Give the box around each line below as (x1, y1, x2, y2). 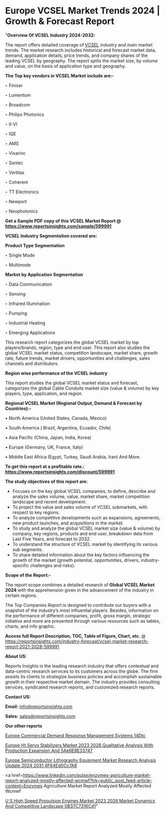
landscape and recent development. (12, 498, 87, 504)
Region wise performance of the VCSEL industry (5, 370, 108, 376)
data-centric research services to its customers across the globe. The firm (5, 668, 159, 674)
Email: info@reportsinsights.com (5, 703, 73, 709)
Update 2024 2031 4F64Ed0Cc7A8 (5, 762, 77, 769)
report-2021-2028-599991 (5, 643, 60, 649)
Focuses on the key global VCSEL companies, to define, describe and (12, 488, 156, 494)
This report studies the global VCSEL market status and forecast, (5, 380, 139, 386)
